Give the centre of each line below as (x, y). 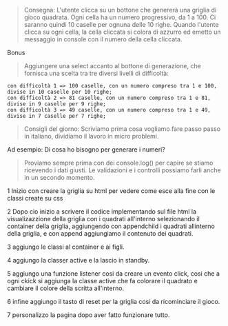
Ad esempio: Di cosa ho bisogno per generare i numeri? (86, 150)
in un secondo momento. (59, 177)
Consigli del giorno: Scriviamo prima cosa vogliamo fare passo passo (122, 129)
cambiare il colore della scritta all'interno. (66, 288)
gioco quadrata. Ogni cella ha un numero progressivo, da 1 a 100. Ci (120, 17)
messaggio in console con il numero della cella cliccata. (103, 39)
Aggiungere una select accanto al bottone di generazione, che (112, 66)
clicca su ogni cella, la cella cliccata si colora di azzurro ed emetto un (123, 32)
